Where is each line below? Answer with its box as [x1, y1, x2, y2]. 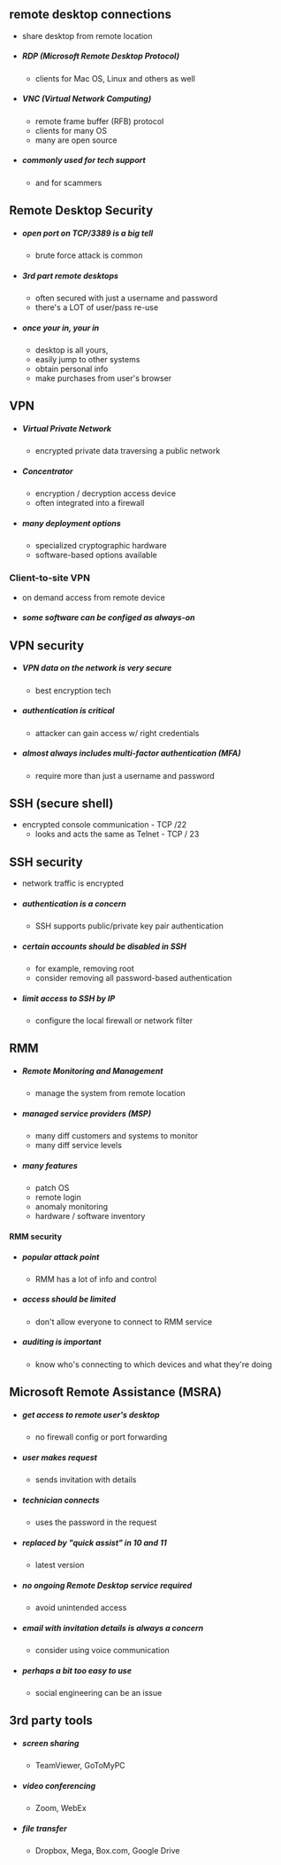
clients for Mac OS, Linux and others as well [34, 73, 196, 83]
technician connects [21, 1495, 100, 1505]
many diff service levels [34, 1140, 122, 1151]
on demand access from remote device [21, 592, 165, 602]
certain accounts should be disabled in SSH [21, 941, 187, 952]
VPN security [9, 638, 85, 653]
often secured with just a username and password [34, 292, 218, 304]
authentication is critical [21, 705, 115, 716]
